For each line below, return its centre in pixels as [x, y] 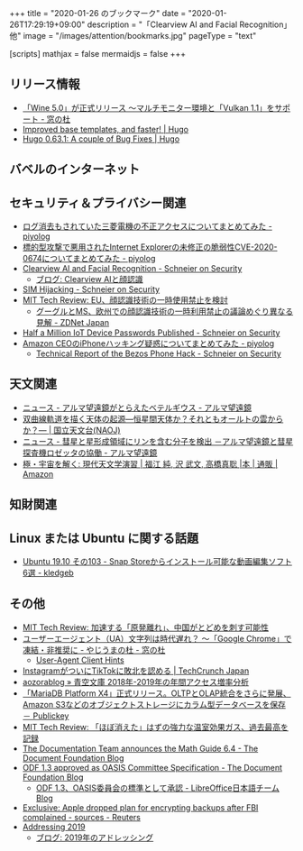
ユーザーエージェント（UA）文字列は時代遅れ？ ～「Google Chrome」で [157, 638]
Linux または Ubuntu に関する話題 [104, 538]
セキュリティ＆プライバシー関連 [98, 202]
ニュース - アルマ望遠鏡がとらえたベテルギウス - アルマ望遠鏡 [137, 407]
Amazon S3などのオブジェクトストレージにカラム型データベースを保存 [154, 704]
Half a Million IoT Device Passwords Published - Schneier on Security [151, 333]
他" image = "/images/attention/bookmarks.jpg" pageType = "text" [133, 36]
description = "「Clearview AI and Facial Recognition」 [189, 24]
